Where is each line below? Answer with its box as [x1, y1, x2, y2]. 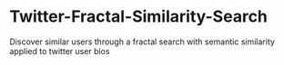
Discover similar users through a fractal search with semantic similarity [9, 36, 276, 47]
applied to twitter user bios [9, 45, 111, 56]
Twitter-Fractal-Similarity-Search [9, 6, 269, 27]
